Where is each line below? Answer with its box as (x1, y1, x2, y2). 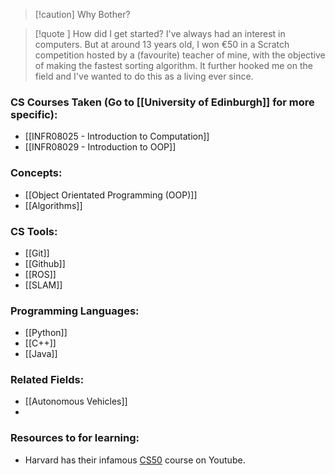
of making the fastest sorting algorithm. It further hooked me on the (34, 60, 313, 71)
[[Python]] (24, 327, 68, 339)
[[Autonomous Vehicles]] (24, 395, 128, 408)
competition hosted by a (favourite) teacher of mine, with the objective (34, 49, 326, 61)
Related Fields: (10, 373, 85, 387)
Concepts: (10, 166, 63, 180)
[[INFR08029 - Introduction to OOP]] (24, 141, 177, 153)
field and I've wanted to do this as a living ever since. (34, 70, 254, 82)
